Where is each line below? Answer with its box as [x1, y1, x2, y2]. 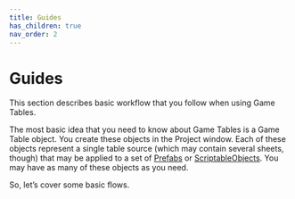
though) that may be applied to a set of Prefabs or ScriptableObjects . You [9, 153, 279, 163]
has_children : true [9, 21, 82, 30]
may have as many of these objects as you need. [9, 162, 189, 173]
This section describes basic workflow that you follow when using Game [9, 97, 275, 108]
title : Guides [9, 12, 62, 22]
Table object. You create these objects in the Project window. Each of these [9, 134, 287, 145]
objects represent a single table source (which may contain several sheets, [9, 144, 284, 154]
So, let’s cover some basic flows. [9, 179, 130, 190]
